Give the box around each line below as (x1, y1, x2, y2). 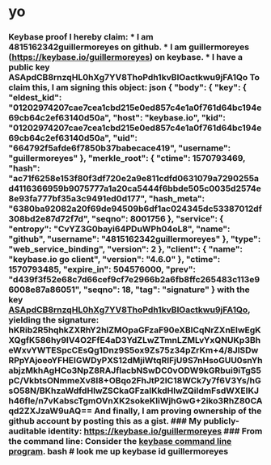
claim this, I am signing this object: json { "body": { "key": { (8, 82, 247, 93)
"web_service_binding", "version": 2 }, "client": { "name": (8, 243, 243, 255)
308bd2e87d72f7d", (8, 213, 91, 225)
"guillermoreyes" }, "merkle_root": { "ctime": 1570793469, (8, 153, 246, 164)
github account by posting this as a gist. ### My (8, 416, 202, 427)
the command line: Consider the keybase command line (8, 436, 232, 447)
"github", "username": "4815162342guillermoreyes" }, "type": (8, 234, 261, 245)
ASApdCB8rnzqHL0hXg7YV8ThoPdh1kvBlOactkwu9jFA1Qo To (8, 72, 260, 83)
